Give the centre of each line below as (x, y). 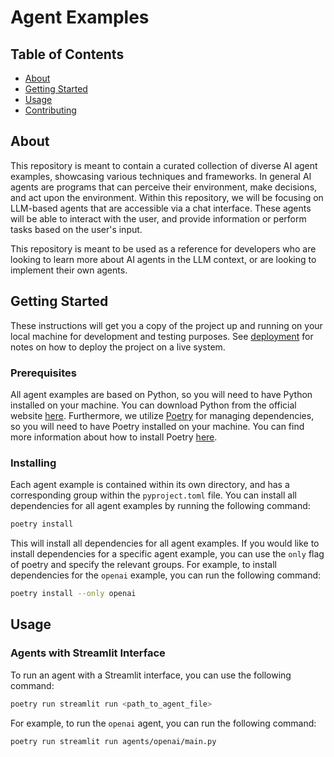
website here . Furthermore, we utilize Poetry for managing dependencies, (162, 415)
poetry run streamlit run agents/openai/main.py (113, 741)
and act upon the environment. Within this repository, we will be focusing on (167, 197)
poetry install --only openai (73, 594)
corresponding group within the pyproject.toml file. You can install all (153, 495)
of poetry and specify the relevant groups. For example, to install (143, 565)
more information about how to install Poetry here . (114, 437)
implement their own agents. (69, 270)
